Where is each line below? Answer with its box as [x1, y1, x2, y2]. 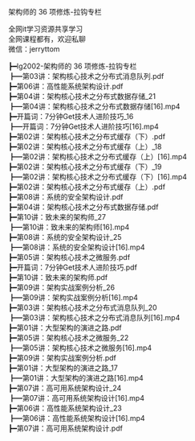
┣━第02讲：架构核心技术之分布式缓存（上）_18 [8, 142, 162, 151]
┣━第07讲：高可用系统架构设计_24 [8, 383, 122, 393]
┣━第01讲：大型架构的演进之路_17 [8, 363, 118, 373]
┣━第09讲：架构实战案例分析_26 [8, 282, 115, 292]
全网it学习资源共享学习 [8, 24, 83, 34]
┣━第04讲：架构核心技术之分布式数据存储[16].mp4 [8, 101, 181, 111]
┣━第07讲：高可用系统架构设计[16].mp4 [8, 394, 144, 402]
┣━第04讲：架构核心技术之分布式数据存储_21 [8, 92, 156, 101]
